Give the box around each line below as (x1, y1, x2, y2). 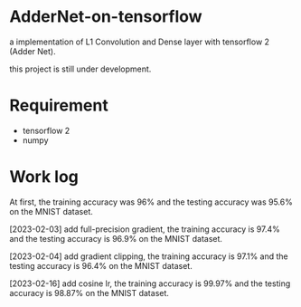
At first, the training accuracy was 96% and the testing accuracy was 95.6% (9, 197, 294, 207)
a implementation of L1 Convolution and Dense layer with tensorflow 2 (9, 36, 269, 47)
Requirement (9, 95, 108, 116)
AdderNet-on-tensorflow (9, 6, 202, 27)
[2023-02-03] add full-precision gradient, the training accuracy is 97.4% (9, 224, 280, 235)
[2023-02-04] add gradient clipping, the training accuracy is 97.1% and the (9, 251, 289, 262)
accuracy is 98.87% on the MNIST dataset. (9, 287, 170, 298)
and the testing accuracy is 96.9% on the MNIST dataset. (9, 233, 223, 244)
